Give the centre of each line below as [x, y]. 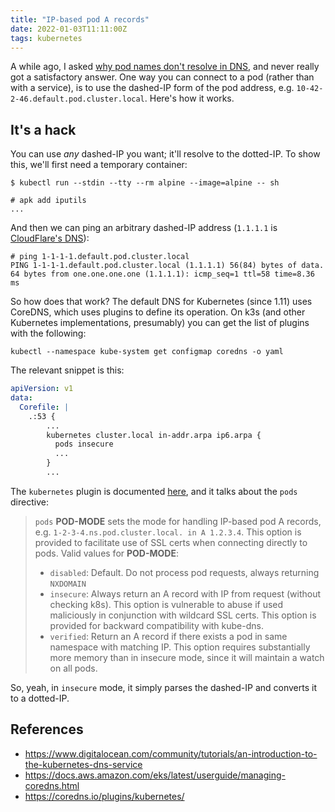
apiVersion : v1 [42, 389]
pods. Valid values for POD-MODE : [107, 553]
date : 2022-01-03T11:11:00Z [69, 29]
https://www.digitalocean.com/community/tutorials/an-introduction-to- [171, 753]
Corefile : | [44, 407]
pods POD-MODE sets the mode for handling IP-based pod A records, [178, 521]
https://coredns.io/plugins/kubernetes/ [104, 796]
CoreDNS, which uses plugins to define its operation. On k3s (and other [158, 312]
